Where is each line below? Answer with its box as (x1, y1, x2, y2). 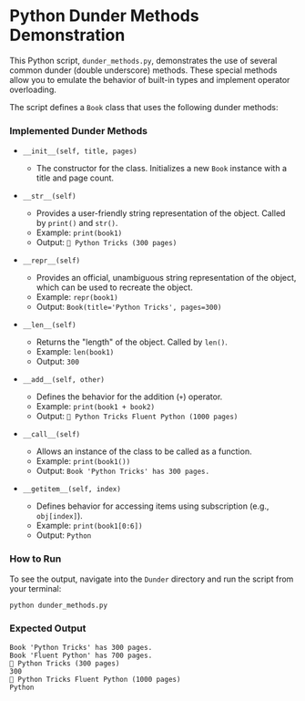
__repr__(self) (22, 256, 81, 265)
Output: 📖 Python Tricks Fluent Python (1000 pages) (36, 411, 239, 422)
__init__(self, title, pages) (22, 147, 138, 156)
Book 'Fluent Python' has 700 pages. (9, 651, 153, 660)
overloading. (9, 84, 57, 95)
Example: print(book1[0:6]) (36, 521, 143, 531)
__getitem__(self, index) (22, 485, 121, 494)
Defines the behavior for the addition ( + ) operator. (36, 391, 223, 402)
